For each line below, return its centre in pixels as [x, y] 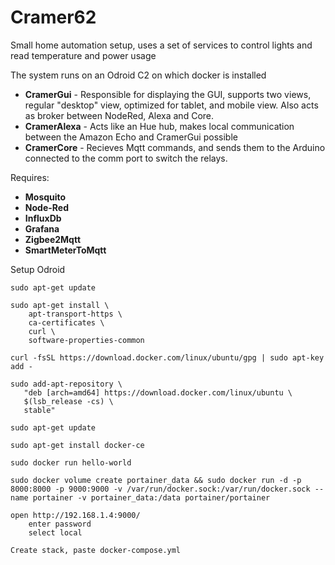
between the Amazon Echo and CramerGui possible [131, 137]
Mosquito [45, 197]
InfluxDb [43, 218]
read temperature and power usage [83, 55]
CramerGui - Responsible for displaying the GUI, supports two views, [168, 94]
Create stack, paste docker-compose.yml [96, 550]
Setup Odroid [38, 269]
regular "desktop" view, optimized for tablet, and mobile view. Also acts [171, 105]
